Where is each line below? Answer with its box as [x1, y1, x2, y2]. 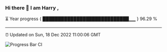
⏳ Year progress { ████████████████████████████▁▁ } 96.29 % [5, 16, 158, 22]
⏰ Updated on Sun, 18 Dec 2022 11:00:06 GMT [5, 32, 101, 38]
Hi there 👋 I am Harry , [5, 4, 59, 11]
